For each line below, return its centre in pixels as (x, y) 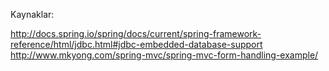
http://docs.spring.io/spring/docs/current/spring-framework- (136, 33)
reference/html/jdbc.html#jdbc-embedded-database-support (136, 44)
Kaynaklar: (32, 14)
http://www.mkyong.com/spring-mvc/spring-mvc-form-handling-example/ (164, 55)
